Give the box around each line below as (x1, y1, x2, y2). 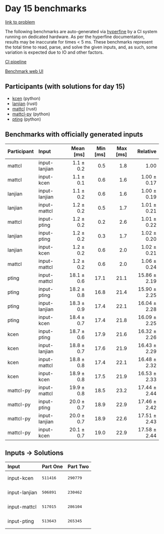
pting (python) (12, 116, 41, 122)
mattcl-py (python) (12, 111, 50, 117)
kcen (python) (12, 95, 41, 101)
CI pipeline (5, 59, 27, 64)
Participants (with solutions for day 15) (5, 83, 125, 91)
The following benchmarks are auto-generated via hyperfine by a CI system (5, 28, 158, 34)
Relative (137, 148, 157, 154)
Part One (41, 463, 63, 470)
